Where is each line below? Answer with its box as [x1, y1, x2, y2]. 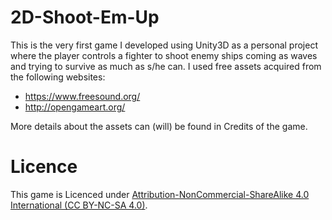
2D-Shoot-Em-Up [10, 6, 160, 29]
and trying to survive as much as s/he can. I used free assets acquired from [10, 60, 322, 72]
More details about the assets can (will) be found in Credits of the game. [10, 120, 308, 132]
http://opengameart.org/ [24, 101, 126, 113]
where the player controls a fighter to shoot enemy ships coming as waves [10, 49, 318, 61]
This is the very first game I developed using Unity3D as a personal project [10, 39, 318, 51]
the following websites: [10, 71, 106, 83]
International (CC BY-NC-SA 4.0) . [10, 199, 148, 211]
